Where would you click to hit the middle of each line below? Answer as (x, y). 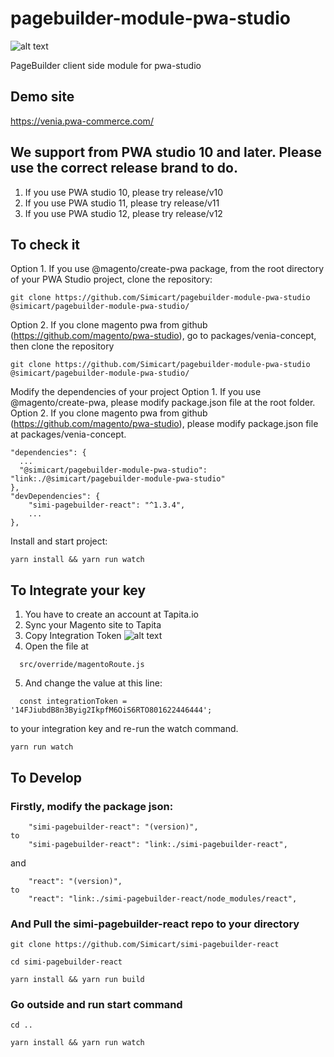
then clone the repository (62, 346)
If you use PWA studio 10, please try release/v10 (124, 192)
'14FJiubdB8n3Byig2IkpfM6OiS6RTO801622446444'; (111, 710)
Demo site (42, 97)
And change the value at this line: (93, 683)
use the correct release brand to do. (124, 168)
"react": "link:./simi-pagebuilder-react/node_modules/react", (163, 898)
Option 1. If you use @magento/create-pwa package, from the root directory (167, 269)
